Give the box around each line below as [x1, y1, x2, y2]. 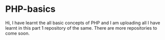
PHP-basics [5, 3, 56, 15]
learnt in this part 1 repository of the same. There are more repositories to [5, 25, 157, 31]
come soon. [5, 30, 30, 36]
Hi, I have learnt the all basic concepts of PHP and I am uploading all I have [5, 20, 160, 26]
